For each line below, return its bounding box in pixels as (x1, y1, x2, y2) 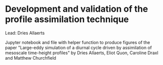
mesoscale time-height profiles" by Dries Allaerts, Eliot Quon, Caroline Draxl (5, 50, 159, 56)
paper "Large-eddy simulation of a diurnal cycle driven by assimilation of (5, 44, 152, 50)
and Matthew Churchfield (5, 55, 56, 61)
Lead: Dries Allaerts (5, 30, 45, 36)
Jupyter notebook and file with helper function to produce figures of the (5, 39, 150, 45)
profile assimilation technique (5, 14, 129, 25)
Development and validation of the (5, 3, 148, 15)
